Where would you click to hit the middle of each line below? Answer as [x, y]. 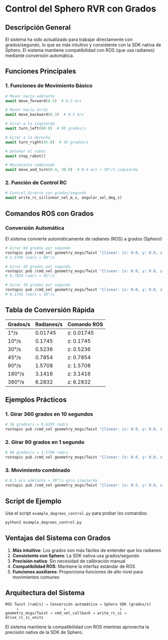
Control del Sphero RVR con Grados [81, 9]
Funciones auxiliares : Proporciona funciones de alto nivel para [77, 571]
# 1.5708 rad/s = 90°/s [30, 258]
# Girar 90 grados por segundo [38, 248]
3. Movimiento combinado [38, 470]
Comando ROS [85, 324]
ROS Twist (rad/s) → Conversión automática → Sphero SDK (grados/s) [78, 604]
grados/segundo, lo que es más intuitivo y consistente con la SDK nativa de [83, 45]
